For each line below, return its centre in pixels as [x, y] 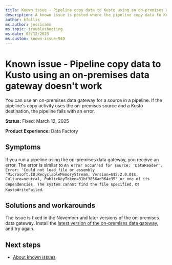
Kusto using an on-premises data [77, 75]
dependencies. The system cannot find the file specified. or [72, 184]
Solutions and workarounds [50, 206]
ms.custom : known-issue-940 [35, 39]
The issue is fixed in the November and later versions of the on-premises [82, 218]
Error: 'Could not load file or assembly [50, 170]
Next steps [23, 245]
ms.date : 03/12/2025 [27, 34]
